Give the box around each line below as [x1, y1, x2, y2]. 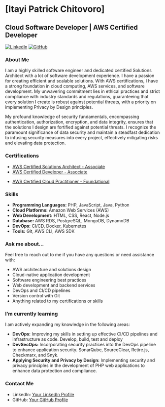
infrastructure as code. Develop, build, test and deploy [12, 336, 123, 342]
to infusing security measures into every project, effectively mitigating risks [5, 135, 158, 141]
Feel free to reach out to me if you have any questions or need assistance [5, 252, 154, 258]
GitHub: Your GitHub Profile [12, 397, 68, 403]
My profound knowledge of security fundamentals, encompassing [5, 114, 139, 120]
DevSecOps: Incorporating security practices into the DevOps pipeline [12, 342, 156, 348]
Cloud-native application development [12, 272, 90, 278]
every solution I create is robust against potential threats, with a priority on [5, 99, 156, 105]
